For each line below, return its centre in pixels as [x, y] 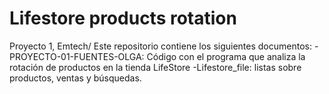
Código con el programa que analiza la [226, 56]
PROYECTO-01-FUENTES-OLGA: [77, 56]
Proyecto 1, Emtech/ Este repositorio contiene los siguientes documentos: [160, 46]
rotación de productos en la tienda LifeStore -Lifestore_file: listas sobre [155, 67]
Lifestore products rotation [123, 18]
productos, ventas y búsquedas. [75, 78]
